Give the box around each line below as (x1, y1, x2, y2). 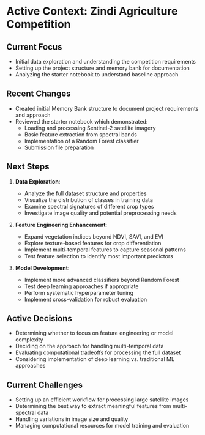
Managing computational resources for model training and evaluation (15, 422, 190, 429)
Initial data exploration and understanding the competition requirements (15, 58, 196, 65)
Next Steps (6, 162, 50, 172)
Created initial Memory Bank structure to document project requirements (15, 105, 199, 112)
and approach (15, 111, 51, 119)
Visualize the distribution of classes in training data (24, 196, 153, 203)
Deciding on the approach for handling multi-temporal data (15, 343, 164, 350)
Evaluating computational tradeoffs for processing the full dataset (15, 349, 181, 356)
